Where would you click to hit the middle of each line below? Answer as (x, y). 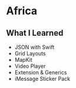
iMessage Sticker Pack (42, 79)
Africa (22, 11)
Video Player (30, 66)
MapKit (23, 60)
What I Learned (35, 33)
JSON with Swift (34, 47)
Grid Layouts (30, 54)
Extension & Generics (41, 72)
